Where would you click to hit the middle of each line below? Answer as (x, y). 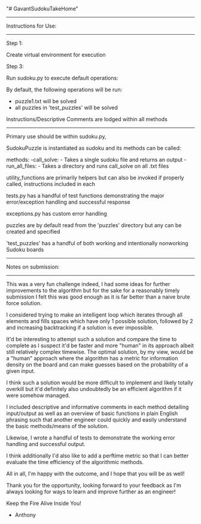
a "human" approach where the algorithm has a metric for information (92, 358)
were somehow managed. (38, 395)
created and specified (33, 231)
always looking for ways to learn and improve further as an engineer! (91, 492)
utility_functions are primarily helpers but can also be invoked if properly (95, 177)
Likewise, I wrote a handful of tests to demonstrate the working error (91, 438)
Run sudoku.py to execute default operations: (62, 78)
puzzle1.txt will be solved (45, 101)
